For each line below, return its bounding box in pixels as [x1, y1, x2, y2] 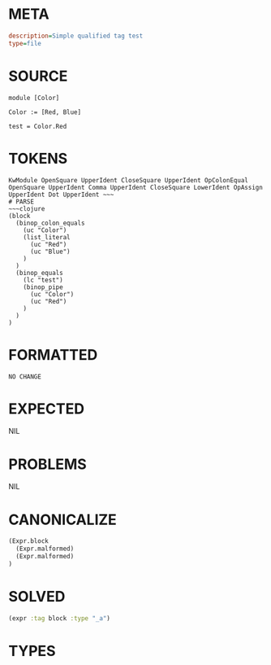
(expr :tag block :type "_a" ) [8, 614, 111, 623]
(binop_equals [15, 269, 63, 277]
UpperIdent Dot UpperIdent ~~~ [8, 190, 114, 199]
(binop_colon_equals [15, 219, 85, 227]
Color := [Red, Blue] [8, 107, 82, 116]
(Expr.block [8, 537, 49, 545]
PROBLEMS [8, 455, 87, 473]
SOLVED [8, 588, 66, 606]
